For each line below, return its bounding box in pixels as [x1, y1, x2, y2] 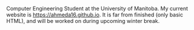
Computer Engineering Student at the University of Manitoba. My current [6, 5, 189, 12]
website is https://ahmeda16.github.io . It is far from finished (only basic [6, 11, 184, 18]
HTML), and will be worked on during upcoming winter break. [6, 18, 160, 24]
